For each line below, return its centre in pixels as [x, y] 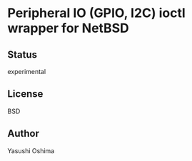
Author [23, 134]
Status [22, 54]
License [25, 94]
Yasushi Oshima [31, 150]
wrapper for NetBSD [69, 28]
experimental [27, 72]
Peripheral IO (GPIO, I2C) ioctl [96, 13]
